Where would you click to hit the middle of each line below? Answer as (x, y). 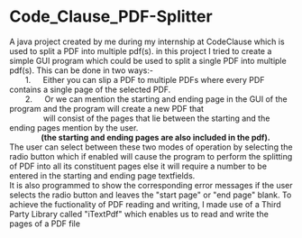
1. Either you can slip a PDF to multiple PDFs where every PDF (145, 79)
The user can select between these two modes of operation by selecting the (151, 147)
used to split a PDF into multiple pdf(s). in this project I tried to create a (141, 50)
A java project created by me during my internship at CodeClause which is (147, 41)
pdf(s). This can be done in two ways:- (81, 70)
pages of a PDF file (45, 224)
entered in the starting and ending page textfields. (102, 175)
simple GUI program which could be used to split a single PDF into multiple (148, 60)
